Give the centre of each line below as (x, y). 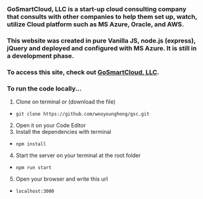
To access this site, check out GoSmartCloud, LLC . (83, 72)
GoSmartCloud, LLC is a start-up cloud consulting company (97, 9)
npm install (31, 144)
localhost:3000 (35, 191)
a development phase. (41, 55)
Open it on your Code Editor (51, 125)
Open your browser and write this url (62, 179)
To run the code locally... (44, 88)
